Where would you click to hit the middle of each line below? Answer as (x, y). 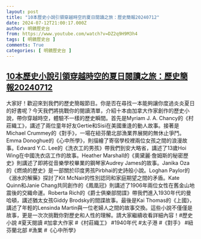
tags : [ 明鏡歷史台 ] (31, 39)
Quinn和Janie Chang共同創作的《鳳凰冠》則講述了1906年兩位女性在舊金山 (98, 185)
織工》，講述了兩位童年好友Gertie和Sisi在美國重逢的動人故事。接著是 (95, 125)
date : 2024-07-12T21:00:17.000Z (46, 23)
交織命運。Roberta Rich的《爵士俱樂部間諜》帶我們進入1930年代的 (104, 192)
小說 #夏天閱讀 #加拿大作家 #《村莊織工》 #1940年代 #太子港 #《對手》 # (97, 222)
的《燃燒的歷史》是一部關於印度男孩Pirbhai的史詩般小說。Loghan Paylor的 (98, 170)
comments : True (25, 45)
